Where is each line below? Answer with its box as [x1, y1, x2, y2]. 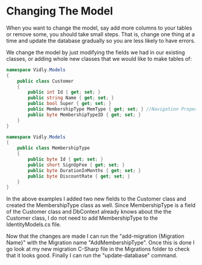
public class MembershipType [17, 145, 90, 152]
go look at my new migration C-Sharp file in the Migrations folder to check [6, 246, 191, 253]
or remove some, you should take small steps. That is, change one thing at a [6, 30, 195, 37]
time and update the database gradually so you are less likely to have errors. [6, 37, 195, 44]
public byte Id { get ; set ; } [28, 156, 103, 162]
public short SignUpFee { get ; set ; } [28, 162, 125, 168]
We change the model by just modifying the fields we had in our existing [6, 48, 185, 56]
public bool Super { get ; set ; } [28, 101, 112, 107]
